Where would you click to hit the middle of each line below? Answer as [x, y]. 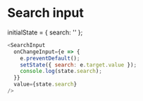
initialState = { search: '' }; [45, 32]
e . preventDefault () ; [50, 58]
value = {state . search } [45, 85]
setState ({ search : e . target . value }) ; [79, 65]
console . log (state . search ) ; [61, 72]
